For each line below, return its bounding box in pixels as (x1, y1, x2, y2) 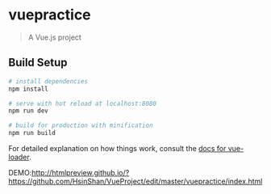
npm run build (8, 129, 56, 137)
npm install (8, 85, 48, 93)
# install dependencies (8, 77, 89, 86)
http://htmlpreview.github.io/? (31, 168, 130, 177)
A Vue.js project (27, 32, 82, 42)
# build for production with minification (8, 121, 153, 130)
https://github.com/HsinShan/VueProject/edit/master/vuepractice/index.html (8, 176, 263, 186)
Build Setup (8, 56, 68, 70)
